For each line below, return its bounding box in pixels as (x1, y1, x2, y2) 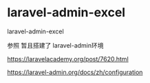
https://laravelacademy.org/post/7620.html (7, 54, 129, 63)
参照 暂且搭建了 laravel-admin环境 (7, 41, 104, 49)
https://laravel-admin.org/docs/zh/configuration (7, 68, 143, 76)
